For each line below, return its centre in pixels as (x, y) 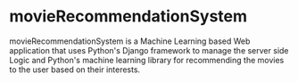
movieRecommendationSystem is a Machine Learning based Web (130, 41)
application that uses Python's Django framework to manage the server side (149, 50)
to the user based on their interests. (75, 70)
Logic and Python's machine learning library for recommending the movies (147, 60)
